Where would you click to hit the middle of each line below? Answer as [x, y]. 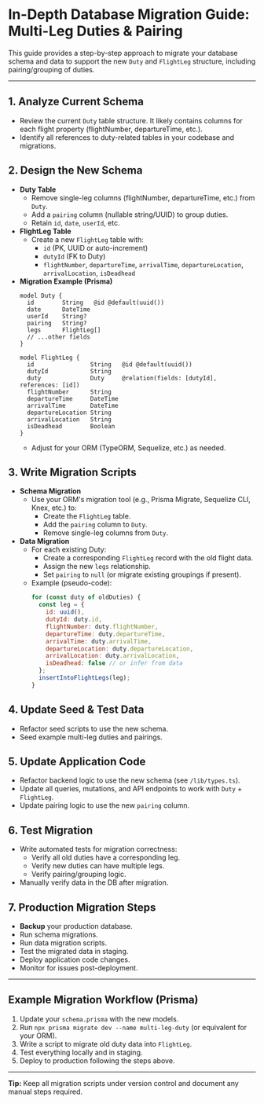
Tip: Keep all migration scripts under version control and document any [124, 1083]
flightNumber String [69, 392]
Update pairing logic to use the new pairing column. [104, 805]
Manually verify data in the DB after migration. [94, 882]
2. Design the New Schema [75, 171]
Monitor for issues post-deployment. [79, 968]
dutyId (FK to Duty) [74, 256]
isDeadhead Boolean [71, 426]
